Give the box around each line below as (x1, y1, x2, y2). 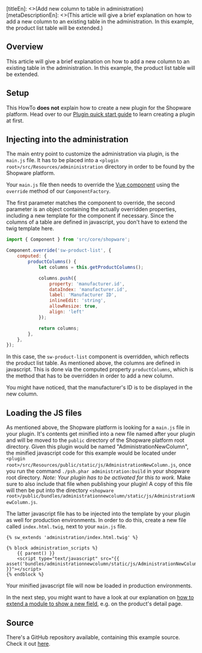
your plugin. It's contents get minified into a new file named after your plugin (6, 431, 195, 438)
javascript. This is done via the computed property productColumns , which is (6, 366, 194, 373)
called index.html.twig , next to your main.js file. (6, 523, 127, 530)
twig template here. (6, 225, 55, 232)
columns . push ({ (38, 275, 77, 281)
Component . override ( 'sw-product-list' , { (6, 247, 112, 254)
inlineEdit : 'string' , (49, 298, 106, 304)
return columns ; (38, 325, 79, 331)
